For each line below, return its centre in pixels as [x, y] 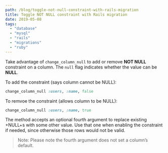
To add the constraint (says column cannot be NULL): [61, 82]
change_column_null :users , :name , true [48, 110]
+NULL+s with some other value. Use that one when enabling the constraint [84, 125]
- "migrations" [26, 43]
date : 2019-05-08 [23, 19]
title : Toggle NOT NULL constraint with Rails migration [66, 15]
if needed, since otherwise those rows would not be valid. [65, 130]
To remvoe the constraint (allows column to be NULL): [61, 101]
